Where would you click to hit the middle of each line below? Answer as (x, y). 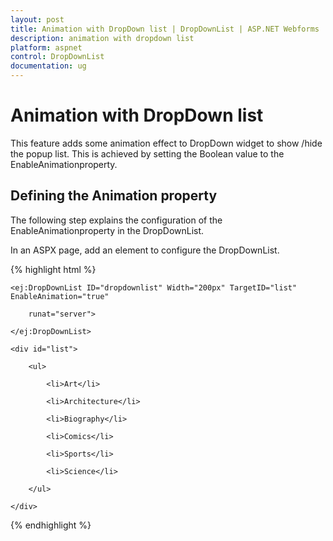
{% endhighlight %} (51, 525)
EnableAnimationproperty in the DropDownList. (107, 230)
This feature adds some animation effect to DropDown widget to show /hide (166, 143)
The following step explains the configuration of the (116, 220)
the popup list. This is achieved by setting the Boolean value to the (147, 153)
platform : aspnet (46, 47)
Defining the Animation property (114, 196)
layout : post (37, 19)
